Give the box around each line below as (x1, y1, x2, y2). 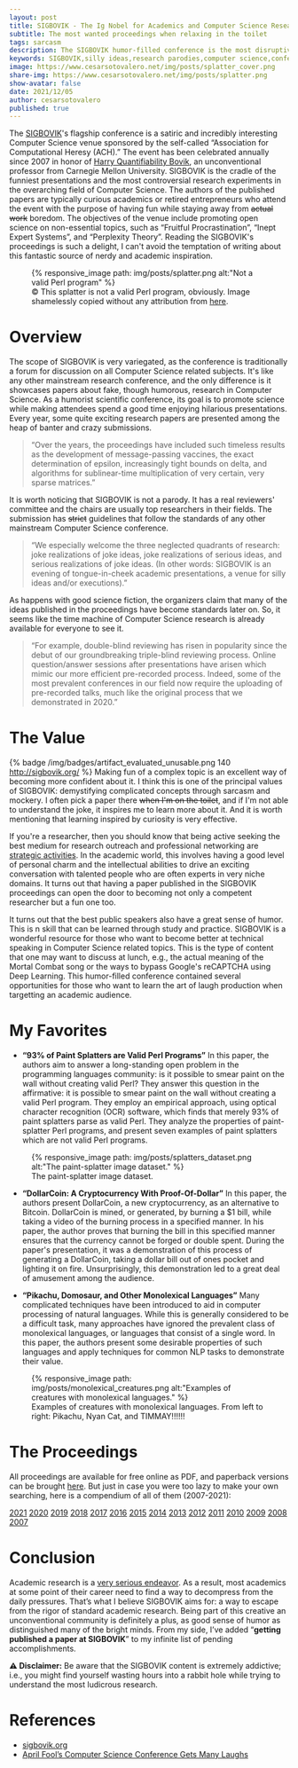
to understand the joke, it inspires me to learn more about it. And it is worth (9, 805, 283, 815)
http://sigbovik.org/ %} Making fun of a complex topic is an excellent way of (9, 766, 287, 777)
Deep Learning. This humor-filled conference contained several (9, 970, 241, 981)
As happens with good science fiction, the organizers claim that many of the (9, 595, 288, 606)
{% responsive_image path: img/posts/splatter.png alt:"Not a (31, 268, 254, 279)
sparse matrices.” (30, 477, 96, 488)
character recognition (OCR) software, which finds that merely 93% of (21, 1106, 279, 1118)
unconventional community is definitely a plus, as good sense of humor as (9, 1615, 281, 1625)
